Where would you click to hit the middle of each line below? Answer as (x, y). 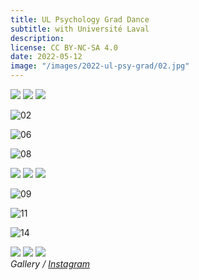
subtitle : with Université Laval (80, 29)
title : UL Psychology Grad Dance (80, 19)
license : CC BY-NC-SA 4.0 (64, 47)
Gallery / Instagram (50, 264)
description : (37, 38)
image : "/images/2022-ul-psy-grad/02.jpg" (100, 66)
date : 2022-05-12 (46, 57)
